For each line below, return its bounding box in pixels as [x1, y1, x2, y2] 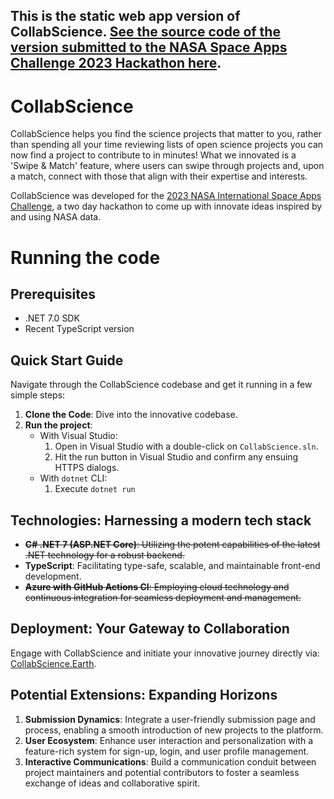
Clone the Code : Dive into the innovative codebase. [24, 409, 238, 421]
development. [24, 570, 82, 582]
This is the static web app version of [10, 8, 241, 25]
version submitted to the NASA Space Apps [10, 39, 288, 56]
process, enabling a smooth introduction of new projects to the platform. [24, 724, 324, 736]
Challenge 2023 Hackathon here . [10, 55, 222, 72]
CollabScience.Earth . [10, 657, 97, 669]
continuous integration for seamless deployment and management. [24, 591, 302, 603]
